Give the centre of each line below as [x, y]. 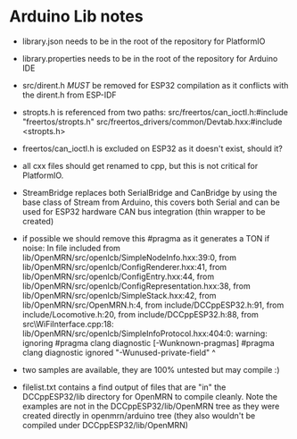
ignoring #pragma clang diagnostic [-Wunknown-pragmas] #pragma [148, 342]
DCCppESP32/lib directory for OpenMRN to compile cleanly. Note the [150, 396]
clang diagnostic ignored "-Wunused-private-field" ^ [119, 352]
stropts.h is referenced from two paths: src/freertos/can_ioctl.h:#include [155, 112]
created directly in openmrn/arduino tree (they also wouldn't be [139, 415]
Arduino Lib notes [77, 17]
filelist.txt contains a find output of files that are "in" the [124, 387]
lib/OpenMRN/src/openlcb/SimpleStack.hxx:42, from [119, 295]
